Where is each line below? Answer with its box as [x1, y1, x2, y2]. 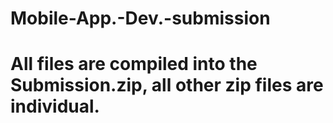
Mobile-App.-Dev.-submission [10, 7, 271, 30]
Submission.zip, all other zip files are [10, 74, 324, 97]
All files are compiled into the [10, 53, 258, 76]
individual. [10, 95, 100, 118]
